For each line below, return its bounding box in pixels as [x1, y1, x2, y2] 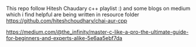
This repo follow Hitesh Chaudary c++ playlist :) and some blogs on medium [6, 5, 191, 12]
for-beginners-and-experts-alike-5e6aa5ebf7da [6, 35, 122, 41]
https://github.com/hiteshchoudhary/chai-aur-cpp [6, 17, 128, 24]
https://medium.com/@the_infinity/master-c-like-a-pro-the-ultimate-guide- [6, 28, 189, 35]
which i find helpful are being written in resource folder [6, 11, 139, 18]
